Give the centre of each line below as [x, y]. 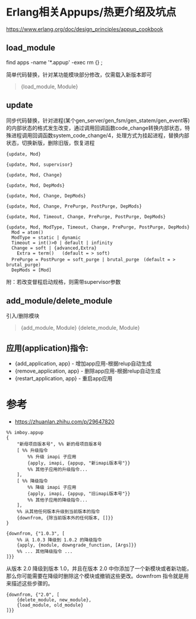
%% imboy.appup [25, 433]
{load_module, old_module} [50, 605]
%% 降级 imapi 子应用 [52, 488]
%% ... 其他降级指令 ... [45, 552]
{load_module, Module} [49, 86]
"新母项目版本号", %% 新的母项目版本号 [59, 444]
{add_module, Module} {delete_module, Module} [80, 328]
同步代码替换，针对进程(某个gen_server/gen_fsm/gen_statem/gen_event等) [98, 120]
